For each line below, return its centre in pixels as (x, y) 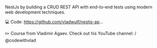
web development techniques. (35, 12)
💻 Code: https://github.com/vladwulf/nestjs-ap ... (54, 22)
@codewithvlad (21, 40)
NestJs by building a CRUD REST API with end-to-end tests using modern (79, 7)
